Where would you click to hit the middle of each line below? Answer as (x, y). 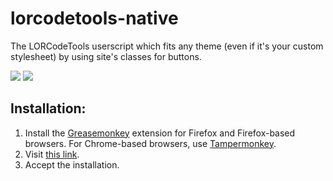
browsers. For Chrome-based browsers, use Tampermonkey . (150, 143)
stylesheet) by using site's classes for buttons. (106, 56)
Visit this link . (52, 154)
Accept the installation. (72, 164)
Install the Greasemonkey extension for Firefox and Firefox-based (160, 133)
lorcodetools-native (94, 18)
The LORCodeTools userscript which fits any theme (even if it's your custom (167, 46)
